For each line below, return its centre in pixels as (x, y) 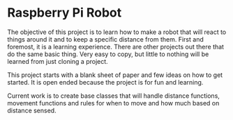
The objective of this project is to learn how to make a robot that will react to (117, 32)
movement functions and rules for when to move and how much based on (113, 103)
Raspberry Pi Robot (65, 13)
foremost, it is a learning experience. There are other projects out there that (116, 46)
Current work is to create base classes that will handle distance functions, (113, 96)
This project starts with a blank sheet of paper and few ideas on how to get (115, 75)
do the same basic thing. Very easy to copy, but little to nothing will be (108, 54)
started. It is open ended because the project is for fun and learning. (105, 82)
